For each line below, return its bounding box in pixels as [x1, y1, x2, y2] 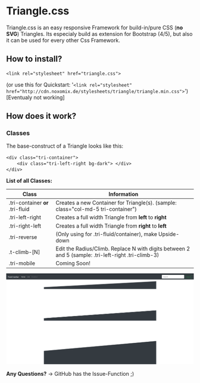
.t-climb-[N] [8, 248, 40, 255]
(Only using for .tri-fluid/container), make [55, 230, 158, 237]
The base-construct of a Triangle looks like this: [6, 142, 124, 150]
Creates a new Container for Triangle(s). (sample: [55, 199, 177, 207]
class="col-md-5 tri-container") [55, 206, 137, 213]
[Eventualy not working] [6, 94, 65, 101]
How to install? [6, 54, 62, 64]
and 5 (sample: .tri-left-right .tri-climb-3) [55, 252, 160, 259]
